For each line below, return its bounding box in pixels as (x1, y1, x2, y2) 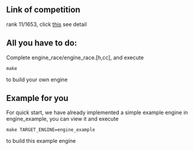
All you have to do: (6, 38, 77, 48)
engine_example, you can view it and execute (6, 115, 119, 123)
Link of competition (6, 5, 80, 15)
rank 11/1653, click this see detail (6, 20, 87, 27)
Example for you (6, 93, 69, 103)
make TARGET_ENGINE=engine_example (6, 127, 95, 133)
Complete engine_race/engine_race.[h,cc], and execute (6, 54, 144, 61)
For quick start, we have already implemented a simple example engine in (6, 109, 188, 116)
